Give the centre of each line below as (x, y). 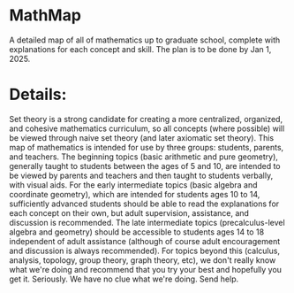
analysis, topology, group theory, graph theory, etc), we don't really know (143, 260)
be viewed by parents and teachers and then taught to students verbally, (141, 175)
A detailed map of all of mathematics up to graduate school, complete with (145, 40)
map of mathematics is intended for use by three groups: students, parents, (147, 147)
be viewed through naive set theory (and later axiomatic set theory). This (142, 137)
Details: (38, 95)
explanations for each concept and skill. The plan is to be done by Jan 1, (140, 49)
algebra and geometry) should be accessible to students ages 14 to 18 (137, 232)
